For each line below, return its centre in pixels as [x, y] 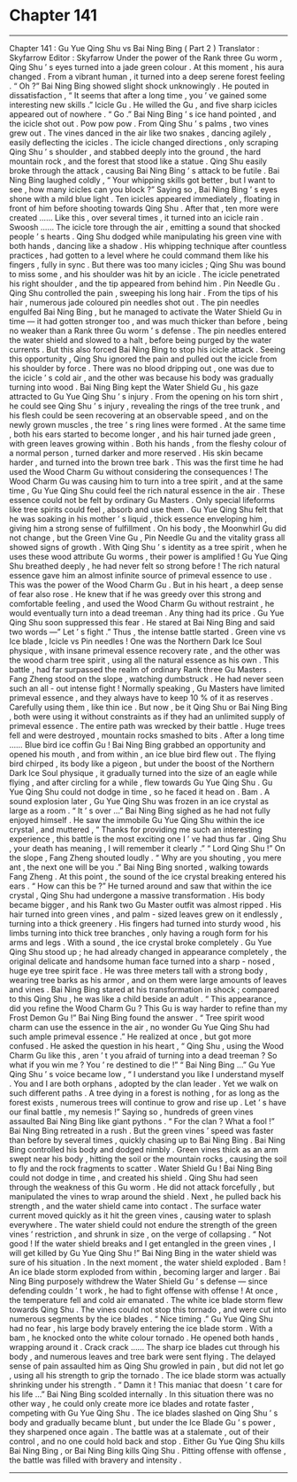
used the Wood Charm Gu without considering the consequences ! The [139, 471]
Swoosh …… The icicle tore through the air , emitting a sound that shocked [145, 227]
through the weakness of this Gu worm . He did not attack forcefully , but [142, 1187]
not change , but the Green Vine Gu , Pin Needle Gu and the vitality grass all [147, 538]
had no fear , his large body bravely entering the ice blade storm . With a [141, 1328]
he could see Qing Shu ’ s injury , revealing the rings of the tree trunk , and [145, 406]
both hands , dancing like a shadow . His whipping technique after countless [148, 245]
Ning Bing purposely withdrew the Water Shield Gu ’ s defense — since [138, 1281]
